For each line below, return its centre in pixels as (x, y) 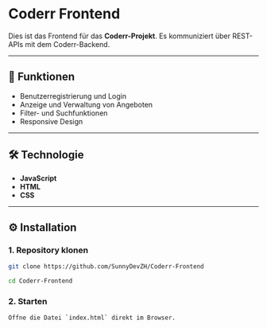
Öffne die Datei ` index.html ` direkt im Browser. (92, 318)
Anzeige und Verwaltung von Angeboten (86, 104)
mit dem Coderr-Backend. (68, 44)
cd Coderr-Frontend (41, 281)
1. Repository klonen (48, 250)
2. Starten (28, 301)
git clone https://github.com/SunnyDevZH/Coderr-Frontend (106, 267)
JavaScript (38, 178)
